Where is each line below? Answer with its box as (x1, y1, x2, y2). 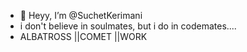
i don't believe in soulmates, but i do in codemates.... (19, 20, 237, 32)
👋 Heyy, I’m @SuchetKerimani (19, 10, 143, 21)
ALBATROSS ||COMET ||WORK (19, 31, 148, 42)
